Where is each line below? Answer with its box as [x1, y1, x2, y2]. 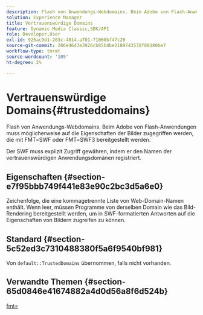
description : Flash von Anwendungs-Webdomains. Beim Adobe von [6, 8, 169, 15]
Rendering [6, 210, 32, 217]
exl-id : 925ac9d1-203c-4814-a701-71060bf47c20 [6, 37, 126, 43]
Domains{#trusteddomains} [6, 103, 150, 117]
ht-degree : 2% [6, 59, 42, 65]
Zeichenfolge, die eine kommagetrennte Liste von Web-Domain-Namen [6, 197, 184, 205]
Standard [6, 234, 42, 244]
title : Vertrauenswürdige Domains [6, 20, 94, 26]
